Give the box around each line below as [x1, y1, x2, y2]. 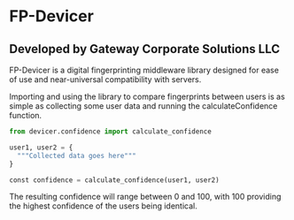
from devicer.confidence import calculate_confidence [9, 127, 213, 136]
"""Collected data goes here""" [17, 151, 137, 160]
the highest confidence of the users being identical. [9, 201, 197, 211]
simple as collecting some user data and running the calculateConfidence [9, 101, 278, 111]
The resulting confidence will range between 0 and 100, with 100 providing [9, 192, 282, 202]
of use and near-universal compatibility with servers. [9, 74, 202, 85]
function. [9, 110, 43, 120]
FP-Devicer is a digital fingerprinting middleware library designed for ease [9, 64, 279, 75]
